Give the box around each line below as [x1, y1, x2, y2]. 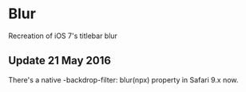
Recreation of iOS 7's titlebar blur [8, 31, 118, 40]
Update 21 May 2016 [8, 54, 112, 67]
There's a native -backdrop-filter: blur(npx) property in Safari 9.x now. [8, 75, 239, 84]
